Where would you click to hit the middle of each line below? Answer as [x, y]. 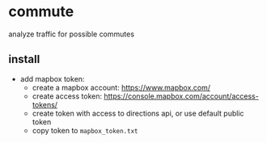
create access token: [67, 96]
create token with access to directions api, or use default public [138, 113]
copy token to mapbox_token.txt [85, 130]
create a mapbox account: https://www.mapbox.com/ [121, 87]
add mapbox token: [52, 78]
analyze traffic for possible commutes [72, 34]
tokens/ [45, 104]
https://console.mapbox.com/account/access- [181, 96]
